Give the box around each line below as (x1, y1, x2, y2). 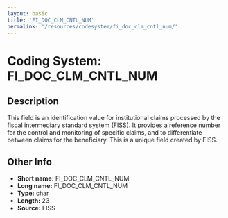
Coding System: (7, 53, 102, 69)
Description (7, 95, 59, 107)
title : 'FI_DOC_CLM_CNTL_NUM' (7, 17, 95, 24)
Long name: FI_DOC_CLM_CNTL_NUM (17, 182, 128, 190)
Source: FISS (17, 204, 55, 212)
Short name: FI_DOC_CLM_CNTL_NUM (17, 174, 130, 183)
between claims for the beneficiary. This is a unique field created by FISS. (7, 136, 218, 144)
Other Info (7, 156, 52, 167)
